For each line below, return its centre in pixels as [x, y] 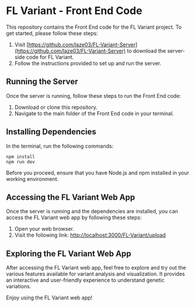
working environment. [32, 179]
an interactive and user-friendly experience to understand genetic [85, 280]
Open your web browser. [44, 229]
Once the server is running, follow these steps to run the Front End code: [93, 95]
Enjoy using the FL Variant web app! [49, 298]
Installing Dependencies [51, 132]
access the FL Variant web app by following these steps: [74, 217]
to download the [147, 50]
